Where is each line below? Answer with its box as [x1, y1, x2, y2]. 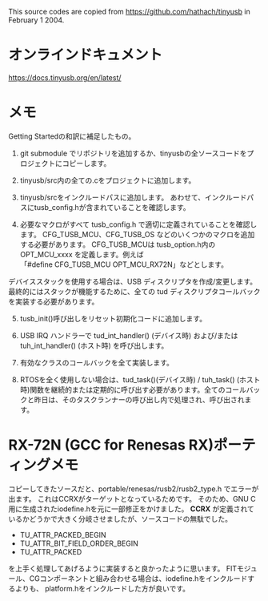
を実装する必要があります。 [8, 296, 99, 306]
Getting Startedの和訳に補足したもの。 [8, 131, 136, 141]
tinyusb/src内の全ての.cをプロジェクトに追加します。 [19, 175, 196, 185]
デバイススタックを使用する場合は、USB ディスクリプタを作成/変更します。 [8, 276, 258, 286]
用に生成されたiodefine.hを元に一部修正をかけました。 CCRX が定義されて [8, 504, 254, 514]
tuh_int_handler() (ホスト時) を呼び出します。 [19, 341, 169, 350]
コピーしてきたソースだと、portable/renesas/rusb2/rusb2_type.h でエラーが [8, 484, 259, 494]
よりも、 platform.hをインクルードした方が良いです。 [14, 583, 190, 593]
